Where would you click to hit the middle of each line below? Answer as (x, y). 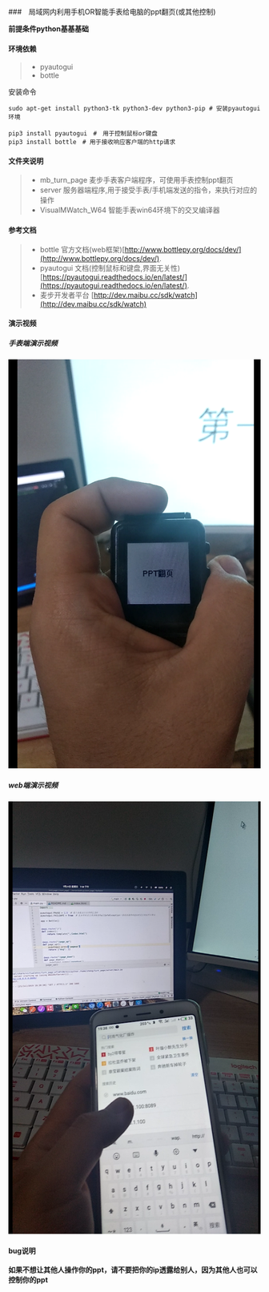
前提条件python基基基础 (49, 29)
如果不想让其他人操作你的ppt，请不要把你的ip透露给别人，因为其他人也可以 (133, 1270)
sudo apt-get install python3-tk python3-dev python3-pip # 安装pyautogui (134, 109)
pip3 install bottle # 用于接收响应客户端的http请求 (92, 143)
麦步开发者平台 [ (67, 295)
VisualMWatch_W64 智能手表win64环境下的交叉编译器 (130, 210)
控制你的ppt (28, 1280)
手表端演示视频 (33, 343)
